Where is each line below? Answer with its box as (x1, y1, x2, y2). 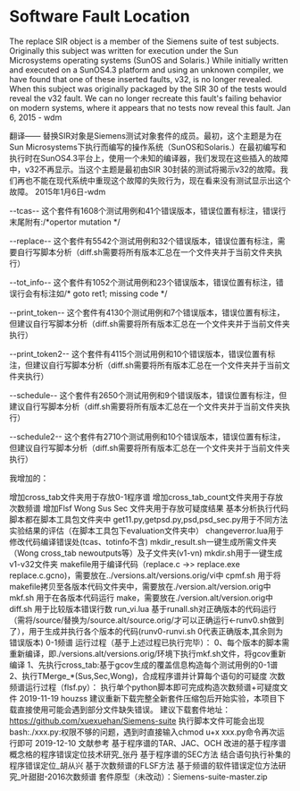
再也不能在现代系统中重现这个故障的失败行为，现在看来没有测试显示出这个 (16, 174, 291, 185)
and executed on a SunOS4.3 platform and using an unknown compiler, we (9, 64, 284, 75)
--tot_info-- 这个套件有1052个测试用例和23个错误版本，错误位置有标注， (9, 276, 277, 287)
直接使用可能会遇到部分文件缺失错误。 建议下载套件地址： (16, 704, 230, 715)
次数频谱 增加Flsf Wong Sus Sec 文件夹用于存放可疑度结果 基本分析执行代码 (9, 503, 288, 514)
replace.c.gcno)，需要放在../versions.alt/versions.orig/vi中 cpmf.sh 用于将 (9, 570, 281, 581)
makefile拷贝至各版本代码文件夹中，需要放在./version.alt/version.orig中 (9, 581, 271, 591)
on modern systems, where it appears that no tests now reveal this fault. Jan (9, 102, 291, 113)
